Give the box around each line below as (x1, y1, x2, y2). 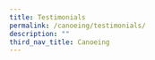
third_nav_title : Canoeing (9, 37, 110, 47)
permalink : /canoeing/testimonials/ (9, 21, 146, 30)
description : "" (9, 29, 70, 38)
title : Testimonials (9, 12, 87, 22)
